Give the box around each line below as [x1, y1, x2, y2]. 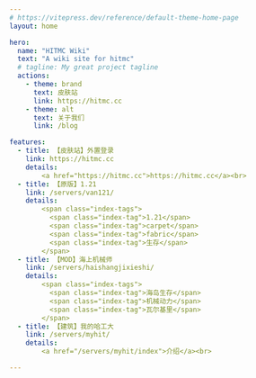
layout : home [9, 22, 58, 31]
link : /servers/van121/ [25, 188, 115, 197]
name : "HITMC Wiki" [17, 46, 91, 55]
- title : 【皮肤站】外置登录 [17, 146, 114, 156]
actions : [17, 71, 50, 81]
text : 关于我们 [32, 113, 85, 122]
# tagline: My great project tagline [17, 63, 159, 72]
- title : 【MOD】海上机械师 [17, 255, 113, 264]
